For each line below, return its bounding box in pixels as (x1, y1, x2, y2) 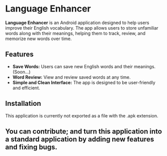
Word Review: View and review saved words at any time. (12, 74, 131, 80)
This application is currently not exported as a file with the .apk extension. (5, 112, 158, 118)
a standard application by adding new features (5, 135, 154, 143)
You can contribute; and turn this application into (5, 127, 162, 135)
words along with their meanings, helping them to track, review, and (5, 30, 146, 36)
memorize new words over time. (5, 36, 72, 42)
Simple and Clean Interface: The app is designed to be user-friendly (12, 79, 156, 85)
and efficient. (12, 85, 40, 91)
